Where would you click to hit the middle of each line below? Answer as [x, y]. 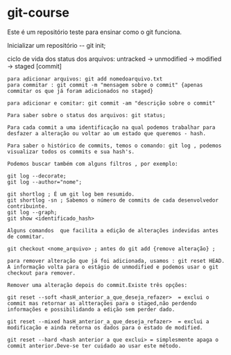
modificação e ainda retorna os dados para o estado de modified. [105, 327]
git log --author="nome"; [44, 182]
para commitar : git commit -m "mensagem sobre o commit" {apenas [105, 85]
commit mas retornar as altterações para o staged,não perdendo [102, 303]
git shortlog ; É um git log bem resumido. [71, 194]
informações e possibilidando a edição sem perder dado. [91, 309]
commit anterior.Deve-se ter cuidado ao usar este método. [94, 346]
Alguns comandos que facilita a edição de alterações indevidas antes [113, 230]
